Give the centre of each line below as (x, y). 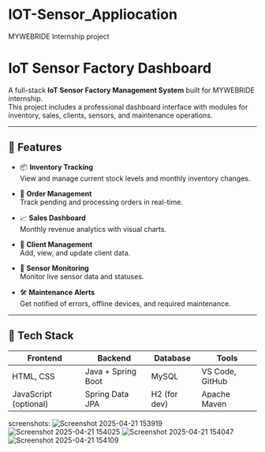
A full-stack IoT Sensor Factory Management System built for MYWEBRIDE (131, 90)
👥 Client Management (56, 244)
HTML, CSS (34, 376)
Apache (216, 394)
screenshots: (29, 423)
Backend (114, 358)
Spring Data (107, 394)
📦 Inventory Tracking (56, 166)
